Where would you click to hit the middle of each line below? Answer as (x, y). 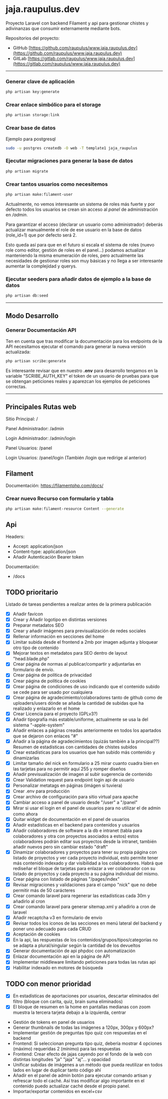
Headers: (15, 536)
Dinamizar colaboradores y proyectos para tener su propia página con (85, 852)
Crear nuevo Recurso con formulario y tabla (60, 498)
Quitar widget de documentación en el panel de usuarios (71, 819)
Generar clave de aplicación (40, 81)
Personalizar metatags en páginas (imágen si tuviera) (68, 785)
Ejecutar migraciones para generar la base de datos (70, 161)
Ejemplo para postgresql (31, 139)
